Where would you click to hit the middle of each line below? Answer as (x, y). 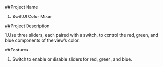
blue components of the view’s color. (42, 40)
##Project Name (22, 7)
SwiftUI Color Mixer (32, 16)
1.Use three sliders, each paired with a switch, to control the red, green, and (82, 35)
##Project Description (27, 26)
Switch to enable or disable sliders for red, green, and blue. (72, 59)
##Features (17, 50)
